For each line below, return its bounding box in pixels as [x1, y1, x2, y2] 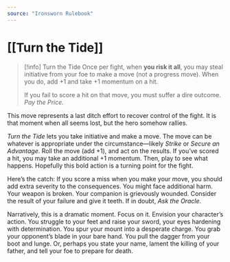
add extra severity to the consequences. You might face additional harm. [7, 182, 213, 190]
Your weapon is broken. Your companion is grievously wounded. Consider [7, 189, 217, 197]
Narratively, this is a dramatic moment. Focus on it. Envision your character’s [7, 210, 224, 218]
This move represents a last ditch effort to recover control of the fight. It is [7, 111, 217, 119]
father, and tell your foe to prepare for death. [7, 246, 134, 255]
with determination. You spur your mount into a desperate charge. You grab [7, 225, 221, 233]
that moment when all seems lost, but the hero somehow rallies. [7, 119, 187, 127]
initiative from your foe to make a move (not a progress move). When [23, 70, 219, 78]
